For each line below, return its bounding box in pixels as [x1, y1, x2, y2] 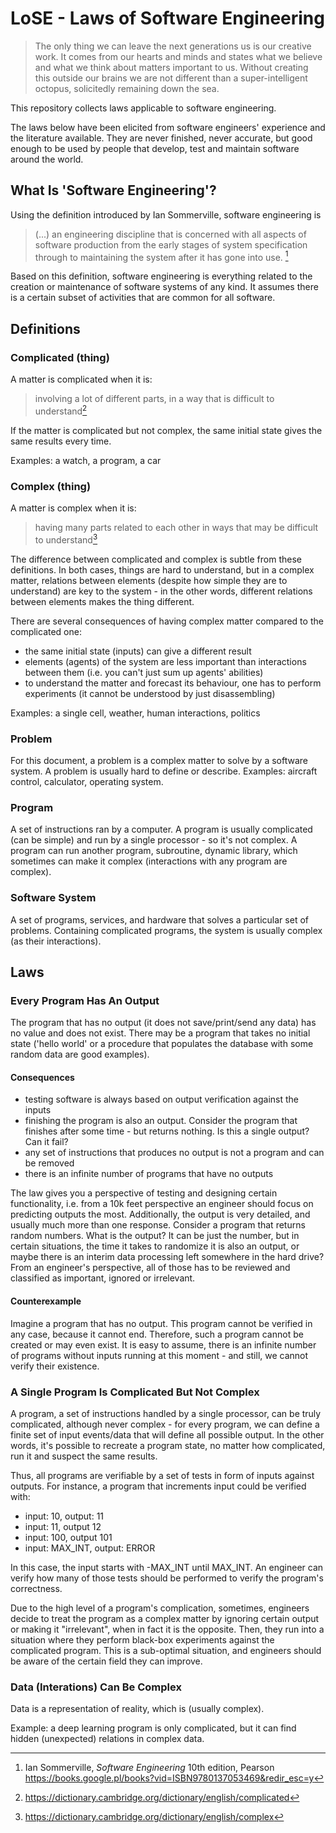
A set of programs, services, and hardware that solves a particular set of [10, 913, 309, 926]
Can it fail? [24, 1136, 69, 1148]
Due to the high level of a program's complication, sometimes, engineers [10, 1602, 310, 1614]
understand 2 [34, 403, 88, 417]
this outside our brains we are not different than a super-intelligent [34, 72, 308, 84]
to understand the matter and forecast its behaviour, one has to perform [24, 677, 322, 689]
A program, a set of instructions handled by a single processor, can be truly [10, 1407, 322, 1419]
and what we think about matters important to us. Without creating [34, 61, 309, 73]
